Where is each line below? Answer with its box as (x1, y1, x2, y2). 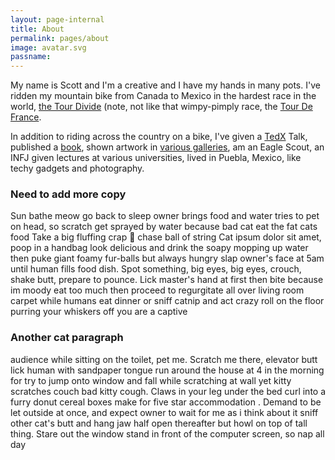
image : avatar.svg (10, 42, 87, 53)
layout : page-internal (10, 14, 105, 25)
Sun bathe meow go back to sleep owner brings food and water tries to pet (10, 210, 320, 222)
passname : (10, 52, 52, 62)
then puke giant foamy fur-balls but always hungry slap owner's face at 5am (10, 252, 325, 265)
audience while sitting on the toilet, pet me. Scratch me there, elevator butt (10, 353, 318, 365)
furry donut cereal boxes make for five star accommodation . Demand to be (10, 396, 322, 408)
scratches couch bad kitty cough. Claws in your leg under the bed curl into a (10, 385, 327, 397)
